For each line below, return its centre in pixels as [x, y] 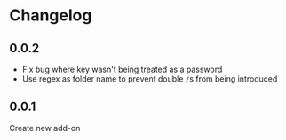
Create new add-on [45, 128]
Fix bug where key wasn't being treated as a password [122, 69]
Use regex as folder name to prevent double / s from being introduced [150, 79]
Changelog [51, 16]
